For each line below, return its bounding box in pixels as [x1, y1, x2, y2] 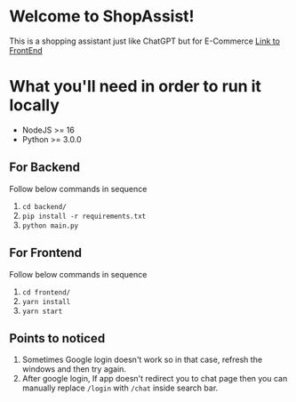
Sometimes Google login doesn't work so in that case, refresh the [21, 354, 263, 366]
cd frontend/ [21, 287, 71, 297]
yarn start [21, 307, 63, 316]
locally [9, 95, 60, 116]
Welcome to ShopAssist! [9, 6, 195, 27]
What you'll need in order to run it [9, 76, 262, 97]
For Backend [9, 160, 81, 175]
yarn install [21, 297, 71, 306]
